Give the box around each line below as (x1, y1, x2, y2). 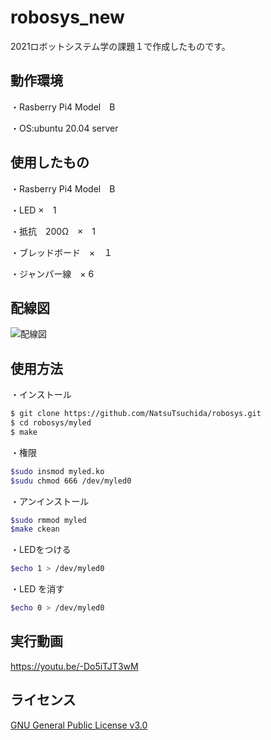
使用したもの (10, 154, 90, 171)
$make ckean (10, 524, 60, 535)
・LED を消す (10, 583, 65, 595)
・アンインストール (10, 495, 90, 507)
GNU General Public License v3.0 (10, 719, 148, 731)
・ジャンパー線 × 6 (10, 267, 95, 280)
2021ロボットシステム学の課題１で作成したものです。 (10, 40, 231, 52)
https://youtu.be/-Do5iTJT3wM (10, 660, 139, 672)
